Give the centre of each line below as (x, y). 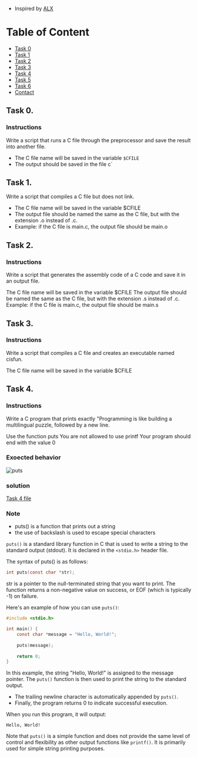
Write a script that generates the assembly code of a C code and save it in (96, 275)
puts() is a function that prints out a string (65, 526)
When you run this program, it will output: (56, 715)
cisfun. (14, 359)
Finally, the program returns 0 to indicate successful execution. (91, 703)
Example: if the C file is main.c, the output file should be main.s (82, 305)
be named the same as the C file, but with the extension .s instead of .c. (93, 298)
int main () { (22, 629)
